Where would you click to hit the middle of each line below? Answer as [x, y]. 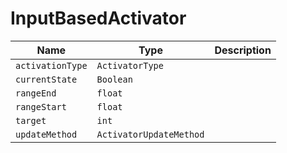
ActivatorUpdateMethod [150, 134]
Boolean [114, 79]
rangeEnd [36, 93]
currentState [46, 79]
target [31, 120]
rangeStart [41, 106]
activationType [51, 65]
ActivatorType [130, 65]
